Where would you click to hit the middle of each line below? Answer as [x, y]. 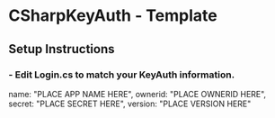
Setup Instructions [62, 49]
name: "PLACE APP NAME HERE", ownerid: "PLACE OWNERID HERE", [137, 94]
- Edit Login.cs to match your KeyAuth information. [122, 75]
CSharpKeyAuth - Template [113, 16]
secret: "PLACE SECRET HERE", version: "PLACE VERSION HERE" [130, 104]
